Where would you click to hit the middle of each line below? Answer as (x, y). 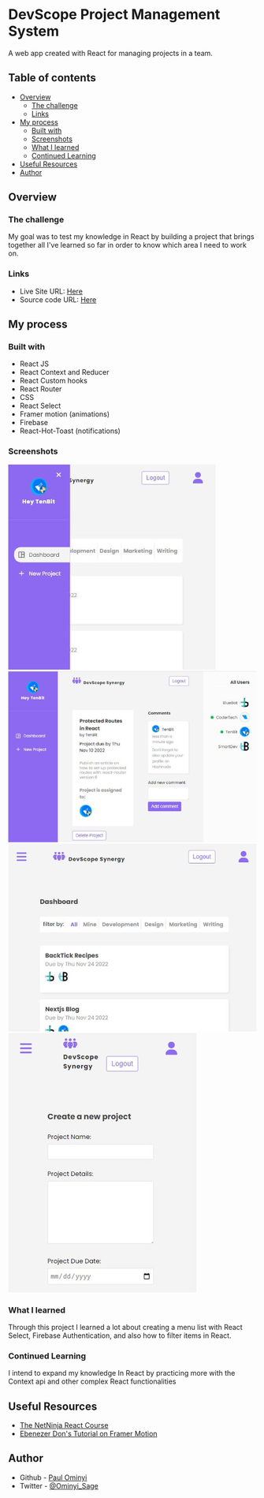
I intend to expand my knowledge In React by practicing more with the (122, 1373)
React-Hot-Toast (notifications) (70, 431)
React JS (34, 364)
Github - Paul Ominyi (53, 1477)
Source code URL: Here (58, 299)
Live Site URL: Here (51, 291)
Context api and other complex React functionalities (92, 1381)
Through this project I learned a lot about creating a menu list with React (125, 1327)
